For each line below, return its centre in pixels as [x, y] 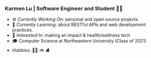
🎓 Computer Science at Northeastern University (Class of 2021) [79, 41]
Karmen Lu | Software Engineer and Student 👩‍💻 [64, 8]
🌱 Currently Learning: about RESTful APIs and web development [79, 24]
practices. [22, 30]
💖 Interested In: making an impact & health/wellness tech [71, 35]
